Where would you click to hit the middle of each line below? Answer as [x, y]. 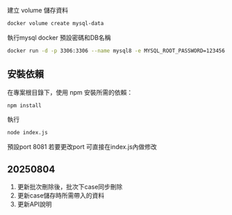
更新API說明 [34, 205]
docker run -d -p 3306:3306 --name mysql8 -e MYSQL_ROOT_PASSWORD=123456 [116, 51]
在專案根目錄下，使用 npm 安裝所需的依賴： [70, 92]
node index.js [28, 133]
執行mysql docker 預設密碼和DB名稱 [59, 38]
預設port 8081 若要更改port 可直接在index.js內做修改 [82, 147]
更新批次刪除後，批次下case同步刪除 [70, 187]
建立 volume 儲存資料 [38, 10]
